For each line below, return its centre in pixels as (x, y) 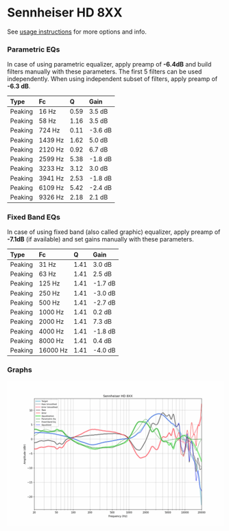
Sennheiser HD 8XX (65, 13)
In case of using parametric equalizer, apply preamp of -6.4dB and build (109, 64)
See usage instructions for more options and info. (77, 32)
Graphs (20, 370)
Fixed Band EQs (34, 217)
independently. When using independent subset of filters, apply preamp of (112, 79)
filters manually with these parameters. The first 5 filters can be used (105, 72)
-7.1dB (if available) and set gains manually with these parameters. (100, 239)
